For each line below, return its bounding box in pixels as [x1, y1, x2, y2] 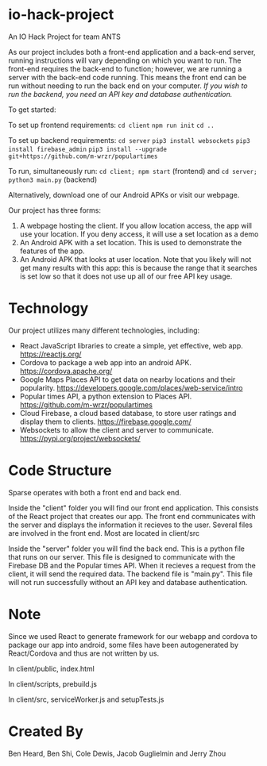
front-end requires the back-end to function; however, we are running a [8, 64, 242, 73]
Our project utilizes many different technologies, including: [8, 325, 200, 335]
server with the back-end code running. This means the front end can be [8, 72, 247, 82]
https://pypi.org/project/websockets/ [19, 433, 141, 443]
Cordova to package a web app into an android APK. [19, 357, 192, 367]
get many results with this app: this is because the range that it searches [19, 263, 257, 272]
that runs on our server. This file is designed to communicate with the [8, 552, 236, 561]
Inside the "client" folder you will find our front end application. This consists [8, 502, 259, 513]
